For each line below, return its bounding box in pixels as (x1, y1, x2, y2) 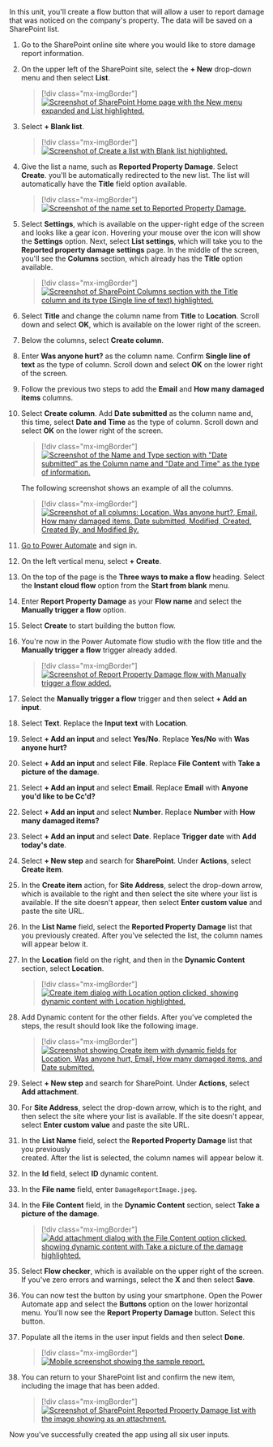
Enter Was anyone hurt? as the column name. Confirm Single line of (20, 351, 250, 361)
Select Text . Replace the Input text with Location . (20, 718, 189, 728)
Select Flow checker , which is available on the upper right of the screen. (20, 1267, 264, 1276)
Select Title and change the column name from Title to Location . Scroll (20, 311, 260, 320)
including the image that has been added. (20, 1381, 160, 1390)
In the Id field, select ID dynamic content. (20, 1169, 159, 1178)
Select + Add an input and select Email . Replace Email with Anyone (20, 783, 249, 792)
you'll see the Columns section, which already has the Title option (20, 253, 244, 263)
